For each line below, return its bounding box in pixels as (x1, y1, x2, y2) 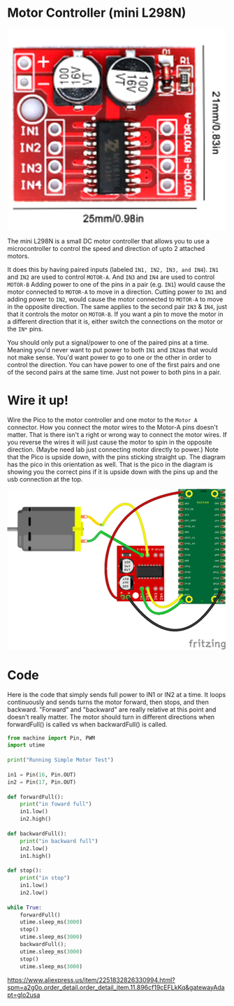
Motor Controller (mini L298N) (7, 5, 187, 21)
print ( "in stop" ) (20, 875, 71, 882)
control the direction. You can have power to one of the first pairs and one (7, 360, 220, 368)
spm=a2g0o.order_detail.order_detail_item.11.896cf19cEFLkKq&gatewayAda (7, 983, 225, 991)
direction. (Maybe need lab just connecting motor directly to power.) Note (7, 445, 219, 454)
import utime (7, 742, 45, 749)
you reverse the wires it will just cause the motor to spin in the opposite (7, 438, 212, 446)
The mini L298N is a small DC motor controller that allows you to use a (7, 236, 210, 245)
